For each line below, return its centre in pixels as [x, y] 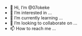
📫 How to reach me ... [33, 28]
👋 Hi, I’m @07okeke [30, 8]
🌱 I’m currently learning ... [36, 18]
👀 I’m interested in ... [31, 13]
